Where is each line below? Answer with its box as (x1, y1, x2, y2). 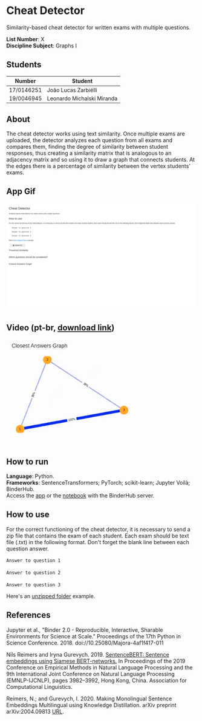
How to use (6, 510, 50, 520)
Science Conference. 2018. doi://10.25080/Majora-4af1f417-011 (6, 639, 164, 646)
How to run (6, 456, 49, 466)
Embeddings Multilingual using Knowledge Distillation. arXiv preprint (6, 701, 177, 708)
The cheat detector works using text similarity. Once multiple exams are (6, 130, 186, 137)
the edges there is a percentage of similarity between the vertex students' (6, 162, 191, 170)
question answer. (6, 545, 50, 552)
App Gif (6, 186, 36, 197)
